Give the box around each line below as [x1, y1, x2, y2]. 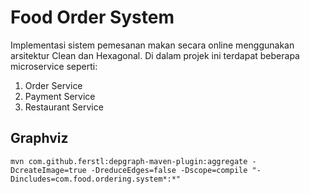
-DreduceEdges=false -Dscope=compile [90, 165, 248, 175]
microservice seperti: [10, 60, 98, 72]
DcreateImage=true [10, 165, 87, 175]
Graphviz [10, 130, 69, 147]
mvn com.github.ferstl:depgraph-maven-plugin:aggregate [10, 156, 248, 166]
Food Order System [10, 6, 175, 29]
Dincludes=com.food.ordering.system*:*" [10, 174, 182, 184]
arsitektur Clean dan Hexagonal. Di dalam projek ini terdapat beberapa [10, 49, 300, 61]
